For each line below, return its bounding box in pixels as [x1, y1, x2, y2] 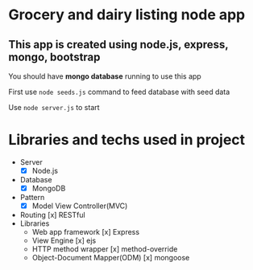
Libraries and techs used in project [8, 131, 246, 149]
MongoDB [31, 183, 66, 193]
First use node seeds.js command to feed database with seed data [8, 87, 230, 96]
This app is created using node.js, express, [8, 38, 229, 51]
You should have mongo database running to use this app [8, 72, 201, 81]
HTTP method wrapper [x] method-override [31, 244, 178, 254]
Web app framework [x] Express [31, 227, 139, 237]
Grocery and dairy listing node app [8, 6, 246, 24]
